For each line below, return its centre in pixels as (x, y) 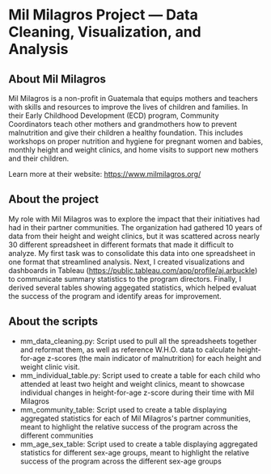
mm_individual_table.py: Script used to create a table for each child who (140, 375)
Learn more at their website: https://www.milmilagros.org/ (105, 174)
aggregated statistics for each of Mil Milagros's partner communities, (135, 418)
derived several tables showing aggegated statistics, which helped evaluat (133, 287)
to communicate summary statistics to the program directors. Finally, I (125, 279)
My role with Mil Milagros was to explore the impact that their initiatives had (134, 219)
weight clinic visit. (50, 367)
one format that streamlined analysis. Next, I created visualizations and (127, 262)
